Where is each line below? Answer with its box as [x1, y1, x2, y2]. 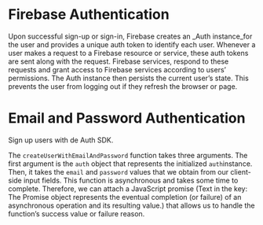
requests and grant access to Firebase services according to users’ [8, 65, 226, 74]
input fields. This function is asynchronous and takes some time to [23, 175, 239, 185]
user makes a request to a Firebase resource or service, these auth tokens [8, 48, 249, 57]
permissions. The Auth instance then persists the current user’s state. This [8, 73, 249, 83]
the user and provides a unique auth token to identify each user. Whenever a [8, 39, 256, 49]
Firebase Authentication [8, 6, 170, 24]
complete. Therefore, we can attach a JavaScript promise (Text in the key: [8, 183, 248, 194]
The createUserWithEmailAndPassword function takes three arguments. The [8, 150, 248, 160]
